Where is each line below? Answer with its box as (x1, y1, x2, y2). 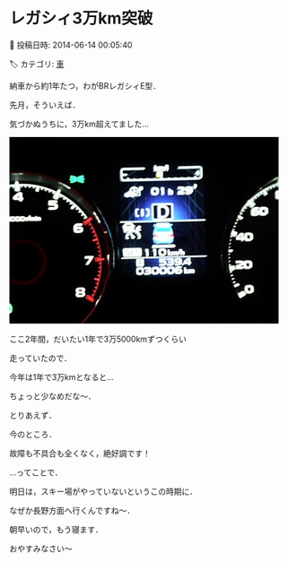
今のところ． (9, 428, 57, 439)
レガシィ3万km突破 (9, 8, 153, 29)
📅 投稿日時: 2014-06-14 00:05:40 (9, 39, 133, 50)
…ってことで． (9, 467, 63, 478)
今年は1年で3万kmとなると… (9, 371, 114, 382)
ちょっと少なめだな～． (9, 391, 96, 402)
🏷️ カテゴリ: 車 (9, 58, 65, 69)
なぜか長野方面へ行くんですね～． (9, 505, 135, 515)
